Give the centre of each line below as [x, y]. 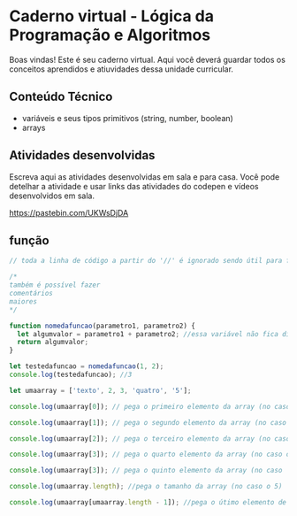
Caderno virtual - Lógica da [112, 16]
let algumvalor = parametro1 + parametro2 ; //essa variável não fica [148, 334]
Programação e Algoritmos [110, 35]
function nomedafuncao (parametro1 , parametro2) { [103, 326]
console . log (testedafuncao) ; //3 [71, 374]
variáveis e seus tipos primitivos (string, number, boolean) [128, 118]
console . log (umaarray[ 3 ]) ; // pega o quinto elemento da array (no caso [146, 471]
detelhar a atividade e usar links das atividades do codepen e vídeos [134, 186]
